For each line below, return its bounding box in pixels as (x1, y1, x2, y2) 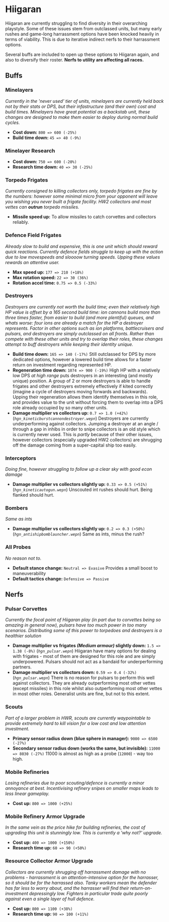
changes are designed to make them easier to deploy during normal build (5, 114, 158, 120)
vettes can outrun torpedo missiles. (5, 204, 79, 210)
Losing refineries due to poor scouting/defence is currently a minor (5, 780, 145, 786)
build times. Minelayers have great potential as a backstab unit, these (5, 108, 150, 114)
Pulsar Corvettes (5, 605, 48, 612)
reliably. (12, 219, 29, 225)
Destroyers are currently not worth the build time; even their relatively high (5, 303, 160, 310)
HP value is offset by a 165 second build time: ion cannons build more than (5, 309, 160, 315)
